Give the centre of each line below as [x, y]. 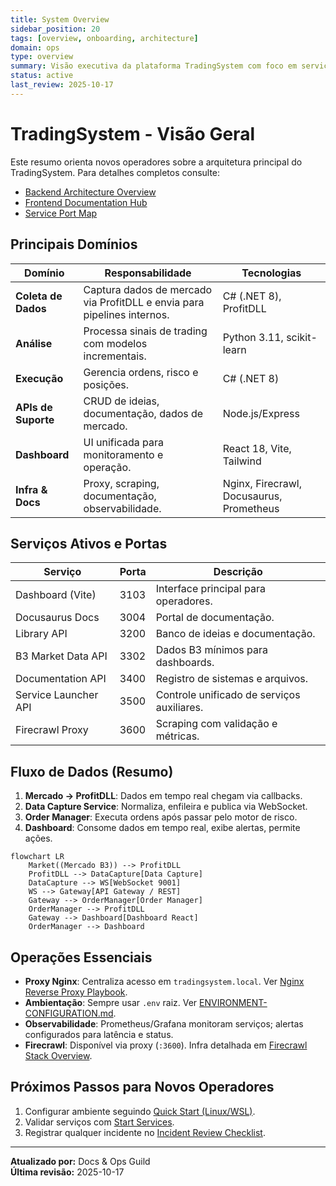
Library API [41, 634]
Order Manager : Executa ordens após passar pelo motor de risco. [161, 817]
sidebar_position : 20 [55, 29]
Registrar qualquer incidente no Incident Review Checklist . [145, 1132]
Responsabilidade [148, 273]
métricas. [177, 736]
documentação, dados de [143, 413]
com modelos [115, 343]
